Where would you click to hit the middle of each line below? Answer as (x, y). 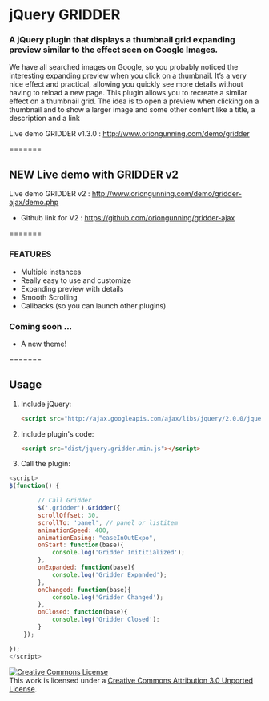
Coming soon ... (41, 326)
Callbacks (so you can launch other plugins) (93, 305)
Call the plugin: (46, 464)
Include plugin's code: (57, 433)
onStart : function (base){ (81, 545)
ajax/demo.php (34, 203)
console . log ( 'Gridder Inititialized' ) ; (118, 553)
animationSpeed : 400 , (74, 530)
